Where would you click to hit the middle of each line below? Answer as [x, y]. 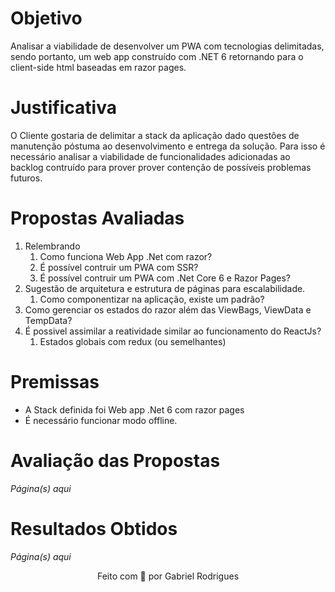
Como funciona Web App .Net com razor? [126, 256]
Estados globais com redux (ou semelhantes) [133, 341]
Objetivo [46, 18]
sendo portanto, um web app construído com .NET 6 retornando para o [157, 56]
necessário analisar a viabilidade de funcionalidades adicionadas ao [150, 156]
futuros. [26, 178]
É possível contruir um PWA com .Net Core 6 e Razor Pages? [165, 278]
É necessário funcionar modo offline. [101, 420]
